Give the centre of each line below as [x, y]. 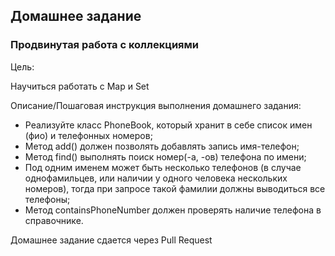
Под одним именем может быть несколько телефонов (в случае [163, 167]
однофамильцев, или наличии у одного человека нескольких [156, 178]
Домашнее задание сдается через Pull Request [111, 240]
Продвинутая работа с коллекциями [104, 45]
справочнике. [54, 220]
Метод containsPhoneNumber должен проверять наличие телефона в [173, 210]
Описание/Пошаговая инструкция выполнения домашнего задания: [156, 105]
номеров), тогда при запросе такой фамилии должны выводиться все [175, 188]
